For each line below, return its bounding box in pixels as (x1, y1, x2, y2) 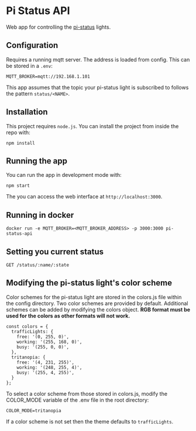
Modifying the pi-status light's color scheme (6, 278, 173, 288)
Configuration (6, 40, 59, 50)
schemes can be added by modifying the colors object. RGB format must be (6, 306, 191, 313)
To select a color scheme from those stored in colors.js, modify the (6, 390, 168, 397)
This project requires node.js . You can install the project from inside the (6, 122, 179, 129)
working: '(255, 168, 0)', (16, 338, 82, 345)
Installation (6, 107, 48, 117)
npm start (6, 183, 30, 189)
